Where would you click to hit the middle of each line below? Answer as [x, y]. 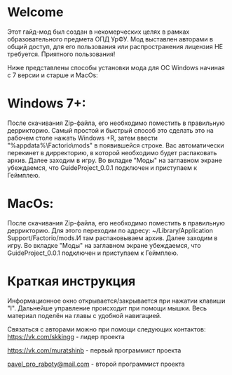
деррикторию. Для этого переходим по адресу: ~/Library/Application [110, 230]
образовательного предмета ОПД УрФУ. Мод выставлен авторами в [110, 39]
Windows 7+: [47, 104]
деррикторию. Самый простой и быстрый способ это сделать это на [110, 130]
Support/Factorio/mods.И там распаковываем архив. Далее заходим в [112, 238]
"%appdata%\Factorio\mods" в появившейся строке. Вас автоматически [116, 145]
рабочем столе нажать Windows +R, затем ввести [82, 138]
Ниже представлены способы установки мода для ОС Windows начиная [116, 67]
